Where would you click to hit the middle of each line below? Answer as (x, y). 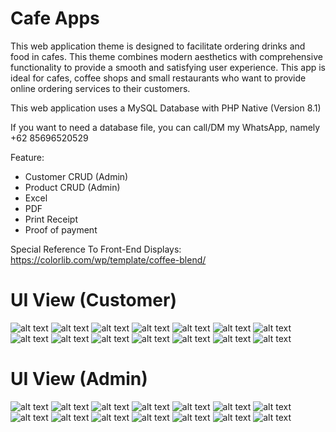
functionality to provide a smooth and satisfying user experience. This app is (168, 67)
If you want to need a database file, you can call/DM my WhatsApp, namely (165, 127)
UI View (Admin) (79, 379)
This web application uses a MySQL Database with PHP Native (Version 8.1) (166, 108)
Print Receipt (51, 219)
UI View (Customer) (93, 300)
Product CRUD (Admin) (72, 187)
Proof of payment (61, 229)
